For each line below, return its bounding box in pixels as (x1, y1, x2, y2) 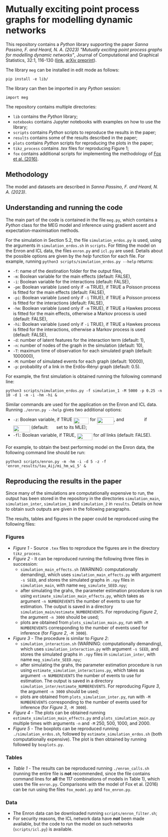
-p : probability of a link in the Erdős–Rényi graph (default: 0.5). (12, 363, 141, 369)
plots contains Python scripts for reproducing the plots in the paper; (12, 140, 154, 146)
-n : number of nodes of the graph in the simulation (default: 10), (12, 342, 144, 348)
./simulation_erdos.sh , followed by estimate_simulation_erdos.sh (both (12, 731, 163, 737)
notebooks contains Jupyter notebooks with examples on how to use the (12, 118, 161, 124)
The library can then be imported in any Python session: (5, 85, 121, 91)
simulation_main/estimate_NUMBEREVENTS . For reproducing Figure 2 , (20, 609, 159, 615)
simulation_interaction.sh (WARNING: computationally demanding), (20, 641, 163, 647)
